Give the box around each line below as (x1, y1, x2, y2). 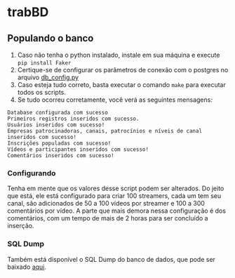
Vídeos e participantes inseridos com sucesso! (7, 146, 149, 153)
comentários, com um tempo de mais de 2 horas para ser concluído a (7, 214, 208, 223)
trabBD (7, 4, 49, 20)
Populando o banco (7, 32, 94, 44)
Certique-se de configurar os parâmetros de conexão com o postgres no (17, 66, 229, 74)
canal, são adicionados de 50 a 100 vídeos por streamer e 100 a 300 (7, 199, 206, 208)
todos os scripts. (17, 88, 67, 96)
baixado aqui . (7, 263, 47, 271)
